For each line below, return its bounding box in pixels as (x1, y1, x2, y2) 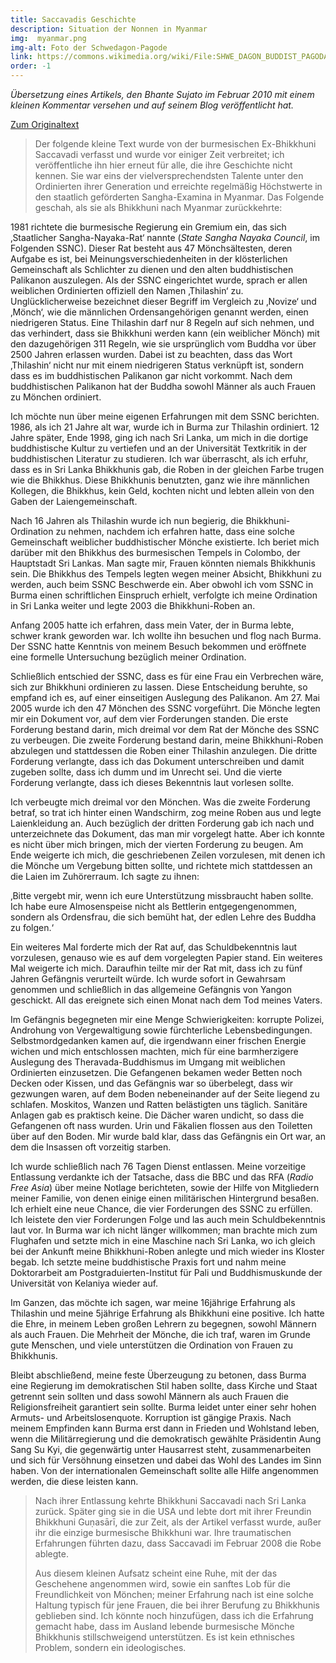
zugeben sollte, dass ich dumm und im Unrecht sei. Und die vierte (10, 766, 283, 778)
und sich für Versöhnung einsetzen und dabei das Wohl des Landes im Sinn (10, 1454, 322, 1466)
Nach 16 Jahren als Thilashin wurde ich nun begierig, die (10, 515, 244, 526)
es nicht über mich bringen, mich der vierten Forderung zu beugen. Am (10, 839, 304, 850)
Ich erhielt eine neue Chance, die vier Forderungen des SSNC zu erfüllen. (10, 1203, 313, 1215)
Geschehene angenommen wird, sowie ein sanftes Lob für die (34, 1578, 291, 1590)
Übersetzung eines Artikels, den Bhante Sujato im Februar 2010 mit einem (10, 89, 315, 100)
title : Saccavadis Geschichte (10, 14, 137, 25)
